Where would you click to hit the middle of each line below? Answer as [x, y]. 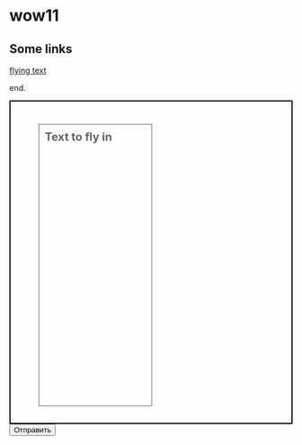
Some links [41, 49]
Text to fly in [78, 137]
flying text [28, 70]
